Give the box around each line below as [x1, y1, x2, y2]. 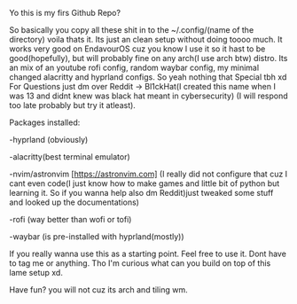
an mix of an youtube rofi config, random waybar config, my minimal [9, 62, 260, 73]
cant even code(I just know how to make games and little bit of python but [9, 178, 280, 189]
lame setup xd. [9, 268, 64, 277]
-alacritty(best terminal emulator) [9, 152, 130, 162]
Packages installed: [9, 117, 81, 128]
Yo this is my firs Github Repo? [9, 8, 121, 18]
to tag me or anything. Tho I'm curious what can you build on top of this [9, 258, 271, 269]
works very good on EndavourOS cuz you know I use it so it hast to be [9, 43, 266, 54]
